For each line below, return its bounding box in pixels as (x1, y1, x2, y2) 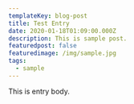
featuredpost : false (8, 42, 78, 50)
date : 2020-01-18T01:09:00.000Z (8, 27, 116, 35)
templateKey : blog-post (8, 11, 88, 20)
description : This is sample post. (8, 34, 128, 43)
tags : (8, 57, 26, 65)
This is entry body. (8, 86, 70, 96)
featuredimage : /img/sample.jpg (8, 49, 116, 57)
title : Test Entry (8, 19, 70, 27)
